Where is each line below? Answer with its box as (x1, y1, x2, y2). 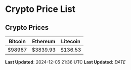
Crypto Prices (5, 23, 49, 32)
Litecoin (61, 38, 81, 45)
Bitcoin (8, 38, 26, 45)
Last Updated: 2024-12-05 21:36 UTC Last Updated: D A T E (5, 59, 126, 65)
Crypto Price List (5, 3, 76, 15)
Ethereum (32, 38, 56, 45)
